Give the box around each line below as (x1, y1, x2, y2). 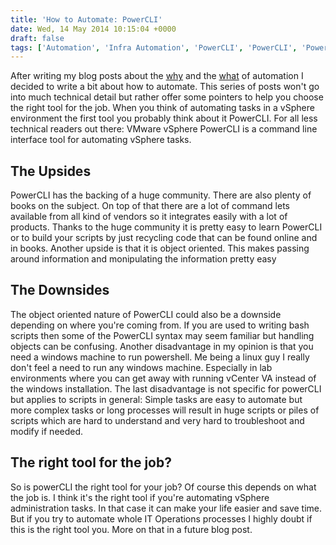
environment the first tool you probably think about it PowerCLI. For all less (10, 112, 318, 125)
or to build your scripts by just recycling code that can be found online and (10, 232, 318, 244)
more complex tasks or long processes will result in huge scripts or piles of (10, 404, 320, 416)
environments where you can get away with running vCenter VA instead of (10, 372, 317, 384)
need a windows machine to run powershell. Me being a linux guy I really (10, 351, 310, 363)
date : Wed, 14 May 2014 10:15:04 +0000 (10, 24, 177, 34)
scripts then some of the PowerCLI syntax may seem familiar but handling (10, 329, 315, 341)
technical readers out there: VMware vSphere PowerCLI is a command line (10, 123, 318, 135)
